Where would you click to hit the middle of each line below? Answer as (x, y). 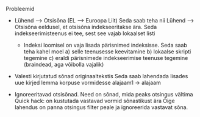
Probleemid (20, 9)
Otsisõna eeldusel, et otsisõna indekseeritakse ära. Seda (86, 27)
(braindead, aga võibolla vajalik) (64, 64)
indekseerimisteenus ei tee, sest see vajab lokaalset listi (85, 33)
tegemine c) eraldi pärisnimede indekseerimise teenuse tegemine (106, 58)
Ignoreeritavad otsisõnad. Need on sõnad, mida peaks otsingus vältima (104, 94)
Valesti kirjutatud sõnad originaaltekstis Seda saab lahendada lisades (101, 76)
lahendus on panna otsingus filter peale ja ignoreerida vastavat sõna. (101, 107)
